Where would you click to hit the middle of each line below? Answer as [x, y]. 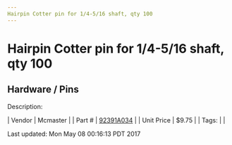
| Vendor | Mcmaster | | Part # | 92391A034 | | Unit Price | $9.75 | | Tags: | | [116, 120]
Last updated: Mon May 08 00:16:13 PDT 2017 [74, 134]
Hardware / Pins [43, 90]
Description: [25, 106]
